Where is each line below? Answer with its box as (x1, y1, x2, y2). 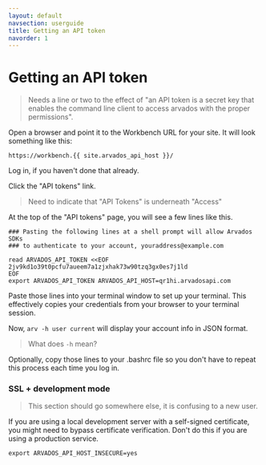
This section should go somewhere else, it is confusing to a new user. (27, 402, 258, 411)
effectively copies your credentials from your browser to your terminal (8, 300, 240, 309)
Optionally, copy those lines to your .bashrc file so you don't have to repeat (8, 354, 256, 365)
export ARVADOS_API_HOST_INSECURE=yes (8, 450, 138, 458)
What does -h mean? (27, 339, 98, 349)
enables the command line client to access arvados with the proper (27, 103, 251, 113)
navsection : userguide (8, 19, 84, 27)
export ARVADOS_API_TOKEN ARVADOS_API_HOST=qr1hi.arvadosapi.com (8, 277, 231, 285)
